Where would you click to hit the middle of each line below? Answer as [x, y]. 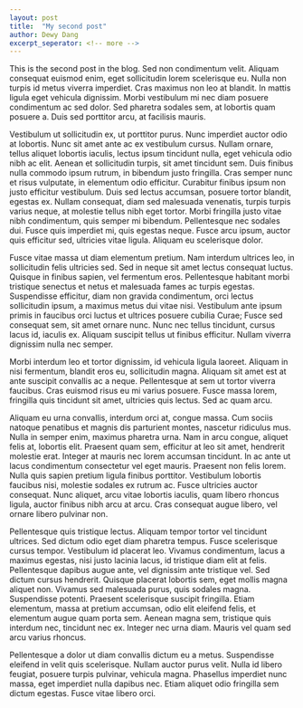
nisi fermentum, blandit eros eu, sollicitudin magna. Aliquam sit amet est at [148, 371]
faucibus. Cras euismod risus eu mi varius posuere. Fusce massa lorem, [143, 391]
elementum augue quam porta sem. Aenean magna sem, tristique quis [140, 618]
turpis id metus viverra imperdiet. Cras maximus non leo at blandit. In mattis [150, 88]
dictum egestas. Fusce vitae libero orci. [83, 694]
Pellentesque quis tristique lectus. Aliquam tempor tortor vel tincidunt [138, 531]
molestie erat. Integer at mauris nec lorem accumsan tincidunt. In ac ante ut [150, 456]
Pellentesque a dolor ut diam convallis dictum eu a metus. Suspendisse [142, 655]
